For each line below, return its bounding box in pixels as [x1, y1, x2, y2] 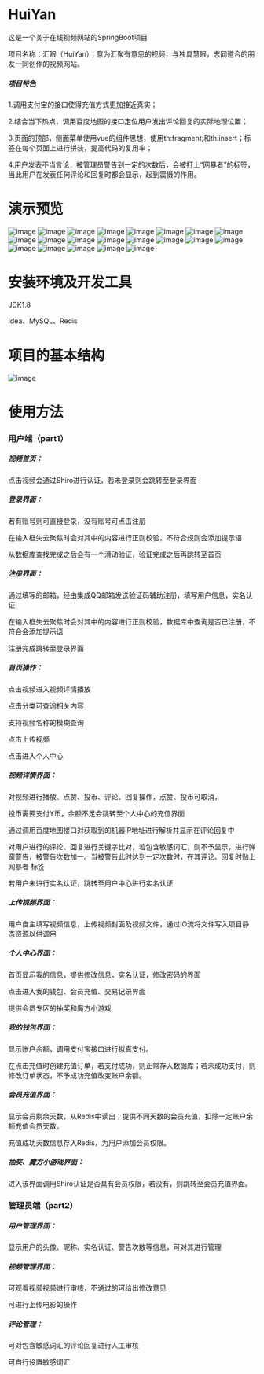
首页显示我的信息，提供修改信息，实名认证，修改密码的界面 [8, 970, 201, 979]
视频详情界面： [8, 771, 57, 780]
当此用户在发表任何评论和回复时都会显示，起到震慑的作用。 [8, 169, 201, 179]
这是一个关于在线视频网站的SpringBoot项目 [8, 32, 148, 42]
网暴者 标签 [8, 861, 45, 871]
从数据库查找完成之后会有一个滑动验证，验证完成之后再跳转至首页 [8, 549, 222, 559]
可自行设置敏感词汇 [8, 1357, 71, 1367]
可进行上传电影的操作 [8, 1300, 77, 1310]
